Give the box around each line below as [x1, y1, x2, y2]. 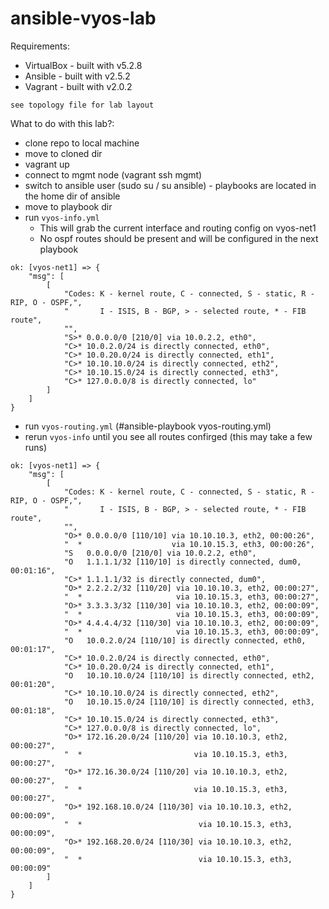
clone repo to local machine [24, 137, 140, 149]
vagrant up [24, 158, 70, 170]
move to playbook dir [24, 200, 113, 212]
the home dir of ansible [24, 190, 121, 202]
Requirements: [10, 40, 70, 52]
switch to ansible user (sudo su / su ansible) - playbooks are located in [24, 179, 317, 191]
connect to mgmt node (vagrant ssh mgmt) [24, 168, 203, 181]
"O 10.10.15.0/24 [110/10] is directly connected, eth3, [63, 697, 315, 707]
